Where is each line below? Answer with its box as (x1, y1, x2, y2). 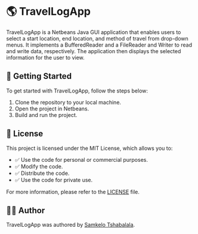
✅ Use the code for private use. (14, 176, 93, 183)
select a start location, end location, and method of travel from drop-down (6, 35, 189, 42)
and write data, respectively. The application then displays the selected (6, 47, 181, 54)
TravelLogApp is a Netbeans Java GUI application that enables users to (6, 28, 181, 36)
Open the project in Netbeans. (14, 105, 89, 112)
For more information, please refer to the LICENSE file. (6, 188, 140, 195)
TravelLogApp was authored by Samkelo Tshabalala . (6, 221, 135, 229)
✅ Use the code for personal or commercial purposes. (14, 156, 148, 163)
